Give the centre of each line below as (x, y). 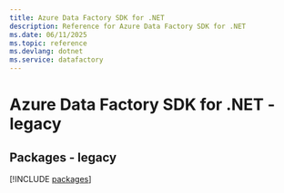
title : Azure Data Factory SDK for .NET (87, 18)
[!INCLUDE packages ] (51, 179)
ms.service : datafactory (56, 60)
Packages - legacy (63, 157)
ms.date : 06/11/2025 (49, 34)
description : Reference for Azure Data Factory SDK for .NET (128, 26)
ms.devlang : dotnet (46, 52)
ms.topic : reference (49, 43)
